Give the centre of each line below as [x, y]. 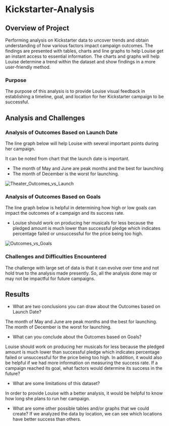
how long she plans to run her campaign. [48, 399]
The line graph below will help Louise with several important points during [82, 143]
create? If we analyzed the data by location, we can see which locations [87, 414]
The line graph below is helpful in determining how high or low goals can [81, 208]
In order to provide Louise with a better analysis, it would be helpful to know [84, 393]
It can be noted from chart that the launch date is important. [67, 159]
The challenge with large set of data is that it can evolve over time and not [82, 267]
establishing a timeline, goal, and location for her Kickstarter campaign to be [84, 97]
